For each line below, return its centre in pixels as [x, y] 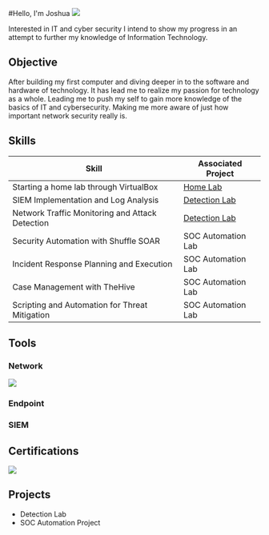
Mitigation [31, 314]
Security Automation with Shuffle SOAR [86, 241]
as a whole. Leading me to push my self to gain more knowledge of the [125, 98]
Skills [22, 141]
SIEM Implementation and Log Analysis [86, 200]
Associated [220, 163]
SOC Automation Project [60, 522]
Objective [33, 63]
